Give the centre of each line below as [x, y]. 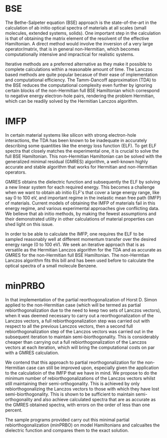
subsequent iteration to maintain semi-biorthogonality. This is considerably [82, 337]
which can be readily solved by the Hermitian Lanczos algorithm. [72, 101]
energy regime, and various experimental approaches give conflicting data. [82, 208]
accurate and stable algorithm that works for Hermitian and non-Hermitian [81, 167]
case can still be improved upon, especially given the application [92, 368]
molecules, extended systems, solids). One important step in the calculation [83, 33]
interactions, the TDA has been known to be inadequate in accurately [76, 140]
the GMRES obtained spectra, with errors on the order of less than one [78, 405]
